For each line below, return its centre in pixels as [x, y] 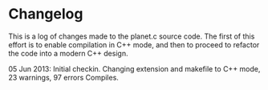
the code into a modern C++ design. [68, 53]
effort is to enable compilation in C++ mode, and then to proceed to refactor [134, 44]
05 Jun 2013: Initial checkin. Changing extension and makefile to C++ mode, [134, 68]
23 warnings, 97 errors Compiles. [63, 77]
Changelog [46, 14]
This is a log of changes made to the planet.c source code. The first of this [132, 36]
